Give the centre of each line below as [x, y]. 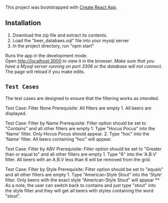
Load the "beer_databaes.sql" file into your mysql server [71, 40]
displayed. [16, 113]
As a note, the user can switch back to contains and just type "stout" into [81, 185]
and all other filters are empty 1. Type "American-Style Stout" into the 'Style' [84, 174]
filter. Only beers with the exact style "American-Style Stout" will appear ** [82, 180]
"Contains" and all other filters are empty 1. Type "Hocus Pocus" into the [80, 128]
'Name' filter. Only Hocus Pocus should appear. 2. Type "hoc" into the [77, 134]
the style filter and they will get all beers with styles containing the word [79, 190]
